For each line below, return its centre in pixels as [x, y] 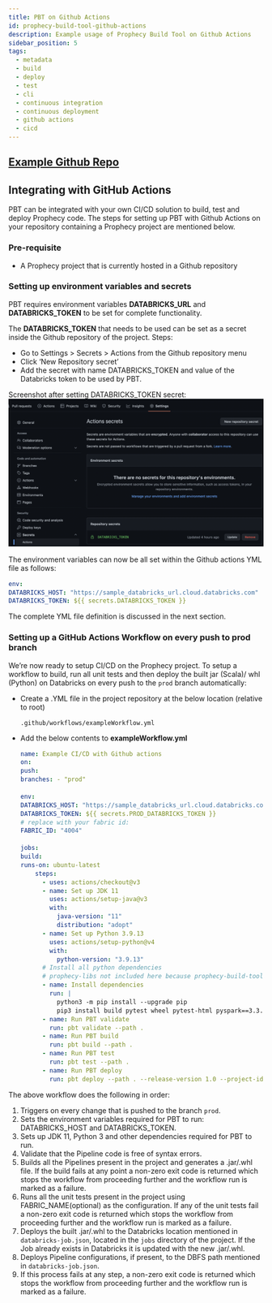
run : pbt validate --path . [97, 1028]
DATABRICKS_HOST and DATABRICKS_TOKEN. [98, 1128]
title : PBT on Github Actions [59, 17]
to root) [33, 707]
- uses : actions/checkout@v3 [91, 882]
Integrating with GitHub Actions [90, 190]
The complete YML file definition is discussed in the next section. [117, 616]
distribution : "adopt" [95, 925]
